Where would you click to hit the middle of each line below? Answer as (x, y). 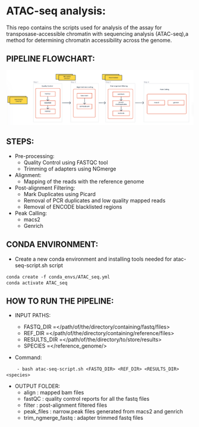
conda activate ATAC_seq (37, 283)
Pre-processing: (34, 156)
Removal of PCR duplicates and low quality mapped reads (94, 200)
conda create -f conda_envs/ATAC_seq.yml (58, 277)
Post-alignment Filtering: (45, 188)
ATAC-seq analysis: (56, 11)
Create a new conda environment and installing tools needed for (93, 259)
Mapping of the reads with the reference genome (84, 181)
